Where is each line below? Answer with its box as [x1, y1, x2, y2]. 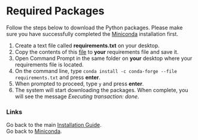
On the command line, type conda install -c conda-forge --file [14, 67, 178, 74]
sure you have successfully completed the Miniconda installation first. [6, 30, 178, 37]
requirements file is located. [14, 61, 84, 68]
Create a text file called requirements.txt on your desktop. [14, 42, 160, 49]
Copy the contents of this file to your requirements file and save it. [14, 48, 179, 55]
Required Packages [6, 4, 105, 18]
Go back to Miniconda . [6, 127, 62, 135]
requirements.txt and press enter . [14, 74, 100, 81]
